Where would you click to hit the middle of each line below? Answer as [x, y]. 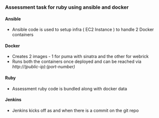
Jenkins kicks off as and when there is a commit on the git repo [75, 110]
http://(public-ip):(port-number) [43, 67]
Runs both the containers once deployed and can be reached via [77, 61]
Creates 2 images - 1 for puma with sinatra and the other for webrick [80, 57]
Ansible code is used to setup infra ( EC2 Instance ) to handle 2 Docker [83, 29]
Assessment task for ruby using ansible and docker [67, 7]
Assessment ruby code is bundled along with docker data [70, 88]
